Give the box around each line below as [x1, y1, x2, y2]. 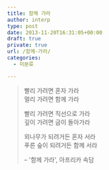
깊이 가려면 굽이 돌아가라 [23, 117, 90, 126]
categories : [7, 55, 41, 61]
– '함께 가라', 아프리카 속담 [23, 155, 95, 164]
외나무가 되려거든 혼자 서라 [23, 132, 96, 141]
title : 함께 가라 [7, 10, 51, 17]
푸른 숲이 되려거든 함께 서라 [23, 141, 98, 149]
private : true [7, 42, 48, 48]
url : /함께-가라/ [7, 48, 51, 55]
